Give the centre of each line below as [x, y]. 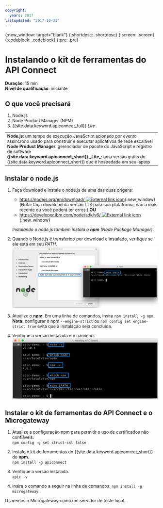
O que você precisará [38, 104]
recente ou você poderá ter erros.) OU [57, 210]
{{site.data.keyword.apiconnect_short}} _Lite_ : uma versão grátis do [76, 156]
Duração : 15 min [21, 83]
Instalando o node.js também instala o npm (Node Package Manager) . [83, 229]
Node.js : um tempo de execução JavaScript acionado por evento [72, 136]
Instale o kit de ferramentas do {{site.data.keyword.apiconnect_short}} [82, 452]
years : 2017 [22, 15]
